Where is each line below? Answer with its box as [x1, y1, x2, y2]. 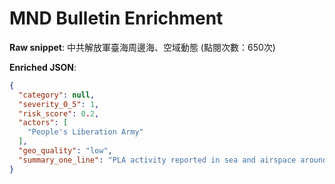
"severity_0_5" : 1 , [18, 99, 100, 109]
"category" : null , [18, 90, 96, 100]
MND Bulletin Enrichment [9, 7, 224, 30]
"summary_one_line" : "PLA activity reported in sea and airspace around [18, 155, 328, 165]
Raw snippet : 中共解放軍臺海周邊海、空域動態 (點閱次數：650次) [9, 41, 276, 53]
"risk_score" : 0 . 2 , [18, 108, 100, 119]
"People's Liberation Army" [27, 127, 144, 137]
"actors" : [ [18, 118, 69, 128]
